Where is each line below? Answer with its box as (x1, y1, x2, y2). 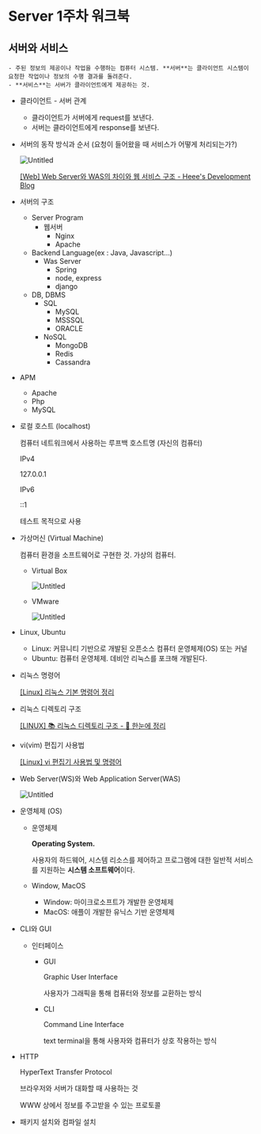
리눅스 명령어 (19, 670, 61, 680)
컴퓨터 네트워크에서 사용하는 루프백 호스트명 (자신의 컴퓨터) (19, 438, 203, 448)
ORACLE (55, 324, 83, 333)
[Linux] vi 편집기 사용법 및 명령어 (19, 758, 123, 766)
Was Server (43, 257, 81, 265)
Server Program (31, 213, 84, 222)
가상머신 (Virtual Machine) (19, 533, 104, 543)
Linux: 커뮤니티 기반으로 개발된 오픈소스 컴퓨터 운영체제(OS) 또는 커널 (31, 643, 248, 653)
